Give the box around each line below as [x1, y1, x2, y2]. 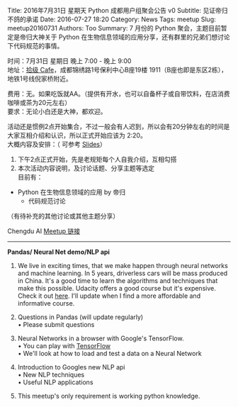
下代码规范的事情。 [7, 42, 64, 50]
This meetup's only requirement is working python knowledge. [17, 392, 200, 400]
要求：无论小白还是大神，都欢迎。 [7, 107, 107, 116]
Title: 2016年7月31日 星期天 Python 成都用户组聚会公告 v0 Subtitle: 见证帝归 [7, 6, 228, 14]
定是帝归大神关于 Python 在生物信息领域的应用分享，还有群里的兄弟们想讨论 [7, 33, 230, 41]
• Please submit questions [17, 320, 95, 328]
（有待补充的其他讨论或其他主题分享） [7, 212, 119, 220]
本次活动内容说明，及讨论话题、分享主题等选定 [17, 164, 154, 172]
